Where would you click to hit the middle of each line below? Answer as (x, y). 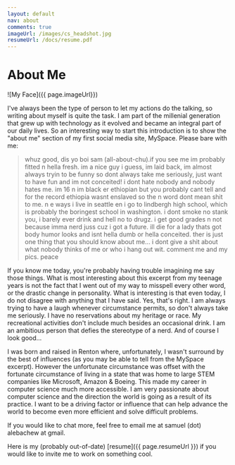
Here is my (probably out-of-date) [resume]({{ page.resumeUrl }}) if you (112, 447)
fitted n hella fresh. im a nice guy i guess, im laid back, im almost (118, 167)
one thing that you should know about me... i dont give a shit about (121, 242)
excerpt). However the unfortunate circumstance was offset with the (106, 367)
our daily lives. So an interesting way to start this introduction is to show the (117, 131)
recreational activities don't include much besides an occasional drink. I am (116, 323)
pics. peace (42, 257)
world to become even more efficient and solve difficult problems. (103, 412)
